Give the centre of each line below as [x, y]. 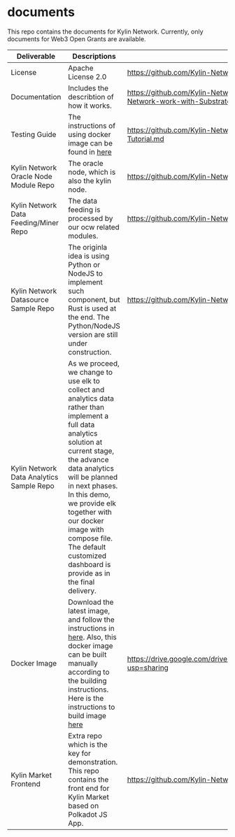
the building [87, 680]
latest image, [89, 610]
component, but [94, 299]
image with [86, 529]
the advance [88, 459]
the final [81, 582]
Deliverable [36, 56]
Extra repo [85, 736]
